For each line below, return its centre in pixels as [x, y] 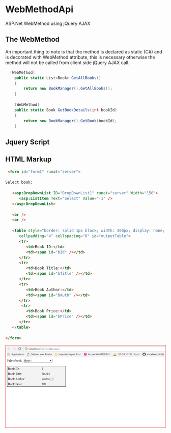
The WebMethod [33, 39]
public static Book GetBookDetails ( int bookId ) [66, 110]
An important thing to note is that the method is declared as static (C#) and [84, 51]
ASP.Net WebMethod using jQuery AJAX [48, 23]
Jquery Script [27, 142]
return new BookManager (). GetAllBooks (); [68, 89]
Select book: [19, 182]
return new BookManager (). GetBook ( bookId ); [70, 121]
